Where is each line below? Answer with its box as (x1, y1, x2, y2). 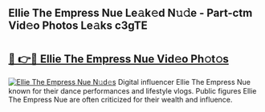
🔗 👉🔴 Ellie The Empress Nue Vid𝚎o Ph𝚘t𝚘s (8, 52, 229, 66)
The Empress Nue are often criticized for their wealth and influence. (8, 95, 233, 104)
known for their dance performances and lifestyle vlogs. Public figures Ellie (8, 86, 257, 95)
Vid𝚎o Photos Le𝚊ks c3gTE (8, 19, 148, 33)
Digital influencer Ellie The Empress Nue (117, 78, 251, 86)
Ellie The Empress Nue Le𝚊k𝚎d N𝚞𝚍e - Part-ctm (8, 6, 253, 20)
